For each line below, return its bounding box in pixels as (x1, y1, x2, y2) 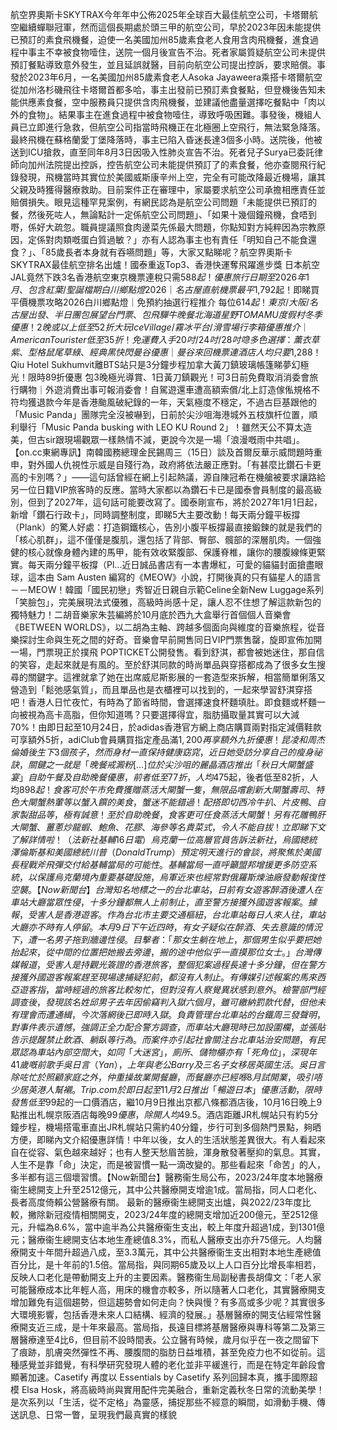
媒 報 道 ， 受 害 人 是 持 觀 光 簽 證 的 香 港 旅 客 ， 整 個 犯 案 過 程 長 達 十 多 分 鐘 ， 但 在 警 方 (10, 959, 326, 970)
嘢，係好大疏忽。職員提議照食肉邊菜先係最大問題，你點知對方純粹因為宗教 (10, 221, 317, 233)
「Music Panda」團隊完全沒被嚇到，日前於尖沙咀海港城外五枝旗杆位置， (10, 409, 310, 420)
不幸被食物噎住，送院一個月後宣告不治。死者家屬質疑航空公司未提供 (44, 46, 326, 58)
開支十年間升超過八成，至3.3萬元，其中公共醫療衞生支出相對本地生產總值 (18, 1246, 322, 1258)
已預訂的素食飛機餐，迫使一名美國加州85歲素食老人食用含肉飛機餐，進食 (10, 34, 310, 45)
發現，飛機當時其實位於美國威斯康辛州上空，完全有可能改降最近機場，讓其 (18, 171, 326, 183)
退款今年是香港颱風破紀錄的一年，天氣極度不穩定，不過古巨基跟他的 (36, 396, 317, 408)
